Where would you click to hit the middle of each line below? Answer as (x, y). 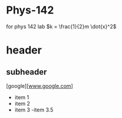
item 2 (22, 103)
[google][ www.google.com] (40, 86)
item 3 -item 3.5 (34, 110)
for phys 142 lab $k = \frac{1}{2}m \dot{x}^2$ (61, 26)
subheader (27, 72)
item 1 (22, 97)
